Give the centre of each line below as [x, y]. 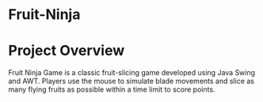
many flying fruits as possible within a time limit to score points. [112, 89]
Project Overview [67, 51]
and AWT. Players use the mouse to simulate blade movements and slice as [131, 81]
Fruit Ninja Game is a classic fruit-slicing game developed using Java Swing [132, 73]
